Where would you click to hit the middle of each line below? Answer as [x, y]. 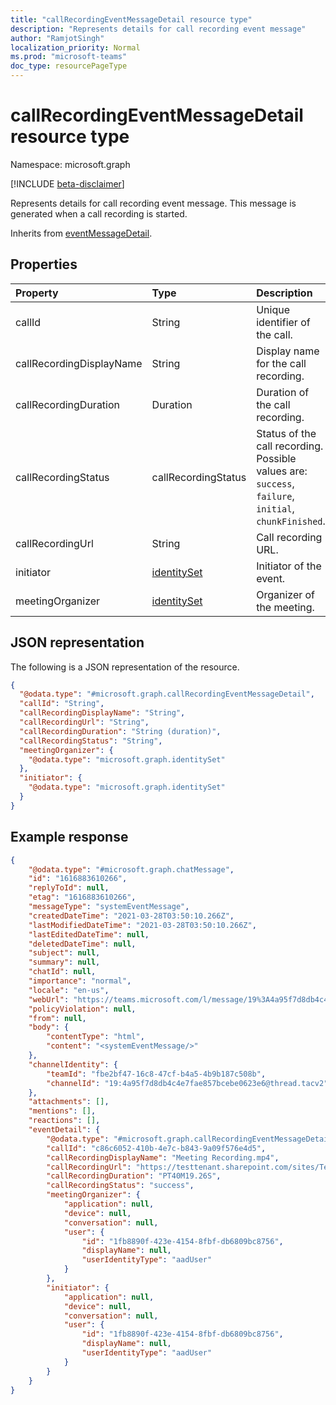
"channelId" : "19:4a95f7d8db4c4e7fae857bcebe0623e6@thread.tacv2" [187, 1083]
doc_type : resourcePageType [69, 66]
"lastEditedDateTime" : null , [89, 934]
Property [37, 293]
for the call [281, 363]
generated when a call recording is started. [99, 213]
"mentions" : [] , [62, 1111]
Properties [44, 264]
